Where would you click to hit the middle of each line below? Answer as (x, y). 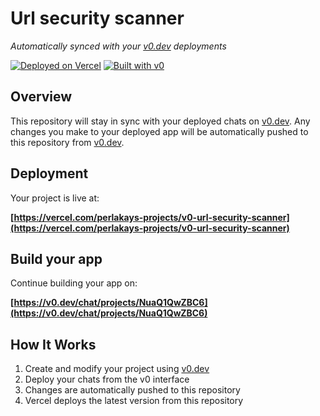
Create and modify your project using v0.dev (117, 369)
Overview (41, 97)
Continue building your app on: (74, 283)
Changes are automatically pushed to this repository (132, 390)
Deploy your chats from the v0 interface (107, 379)
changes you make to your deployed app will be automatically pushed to (159, 131)
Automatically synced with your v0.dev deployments (118, 46)
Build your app (56, 258)
